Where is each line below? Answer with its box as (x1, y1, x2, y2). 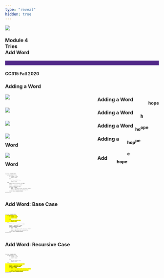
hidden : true (5, 12, 32, 17)
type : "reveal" (5, 7, 36, 12)
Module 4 (5, 37, 28, 44)
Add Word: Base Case (5, 201, 58, 208)
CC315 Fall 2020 (5, 71, 40, 77)
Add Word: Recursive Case (5, 241, 70, 248)
